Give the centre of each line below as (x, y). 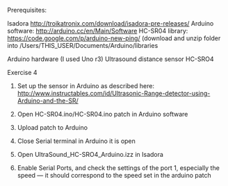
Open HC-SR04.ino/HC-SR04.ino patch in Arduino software (103, 114)
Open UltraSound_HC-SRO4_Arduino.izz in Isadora (90, 154)
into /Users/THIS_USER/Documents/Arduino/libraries (83, 45)
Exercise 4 (22, 73)
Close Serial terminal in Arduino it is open (76, 141)
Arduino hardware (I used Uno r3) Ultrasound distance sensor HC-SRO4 (111, 59)
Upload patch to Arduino (52, 127)
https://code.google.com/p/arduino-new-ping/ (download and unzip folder (114, 38)
